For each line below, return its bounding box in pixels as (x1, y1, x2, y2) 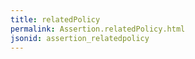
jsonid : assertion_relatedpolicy (10, 33, 150, 43)
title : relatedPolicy (10, 14, 101, 25)
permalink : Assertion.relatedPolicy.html (10, 24, 186, 34)
